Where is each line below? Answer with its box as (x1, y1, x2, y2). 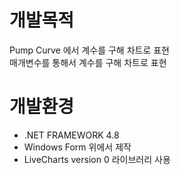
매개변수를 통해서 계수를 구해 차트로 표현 (9, 56, 167, 68)
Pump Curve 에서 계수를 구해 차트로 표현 (9, 44, 170, 56)
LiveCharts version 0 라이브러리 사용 (23, 153, 171, 165)
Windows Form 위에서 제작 (23, 141, 132, 153)
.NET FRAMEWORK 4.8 (23, 129, 120, 141)
